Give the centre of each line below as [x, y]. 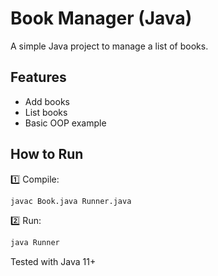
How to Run [47, 154]
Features [38, 77]
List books [46, 112]
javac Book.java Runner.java [71, 201]
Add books [47, 101]
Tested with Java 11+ [53, 262]
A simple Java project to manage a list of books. [109, 46]
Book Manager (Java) [101, 18]
